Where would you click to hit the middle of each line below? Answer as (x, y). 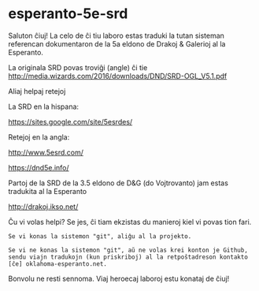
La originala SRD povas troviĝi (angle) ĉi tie (78, 67)
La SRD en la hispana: (44, 106)
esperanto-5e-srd (68, 14)
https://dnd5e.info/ (39, 167)
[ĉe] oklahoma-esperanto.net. (58, 264)
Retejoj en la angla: (39, 137)
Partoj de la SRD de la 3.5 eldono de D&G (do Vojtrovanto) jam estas (118, 183)
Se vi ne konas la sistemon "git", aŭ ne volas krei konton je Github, (128, 250)
